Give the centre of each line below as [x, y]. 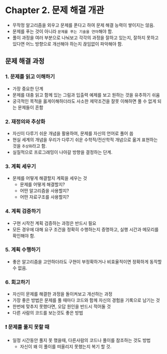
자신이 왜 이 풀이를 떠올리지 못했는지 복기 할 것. [66, 346]
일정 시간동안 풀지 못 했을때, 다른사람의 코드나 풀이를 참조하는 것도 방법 [82, 340]
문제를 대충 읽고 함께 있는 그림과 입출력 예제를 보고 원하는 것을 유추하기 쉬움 [86, 95]
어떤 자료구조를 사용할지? [44, 197]
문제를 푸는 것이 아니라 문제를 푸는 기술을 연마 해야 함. [63, 31]
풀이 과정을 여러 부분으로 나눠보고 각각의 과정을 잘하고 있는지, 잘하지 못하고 [85, 38]
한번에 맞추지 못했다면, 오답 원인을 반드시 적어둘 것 [62, 306]
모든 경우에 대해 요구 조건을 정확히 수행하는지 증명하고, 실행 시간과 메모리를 [85, 229]
